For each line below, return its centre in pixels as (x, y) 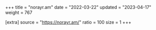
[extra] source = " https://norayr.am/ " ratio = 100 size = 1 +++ (68, 22)
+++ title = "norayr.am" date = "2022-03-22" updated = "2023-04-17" (79, 7)
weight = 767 (19, 12)
